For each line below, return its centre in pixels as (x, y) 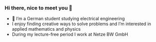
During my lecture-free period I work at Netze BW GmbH (70, 35)
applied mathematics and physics (46, 29)
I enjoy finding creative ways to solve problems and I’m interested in (81, 24)
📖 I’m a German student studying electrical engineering (68, 19)
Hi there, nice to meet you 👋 (39, 8)
